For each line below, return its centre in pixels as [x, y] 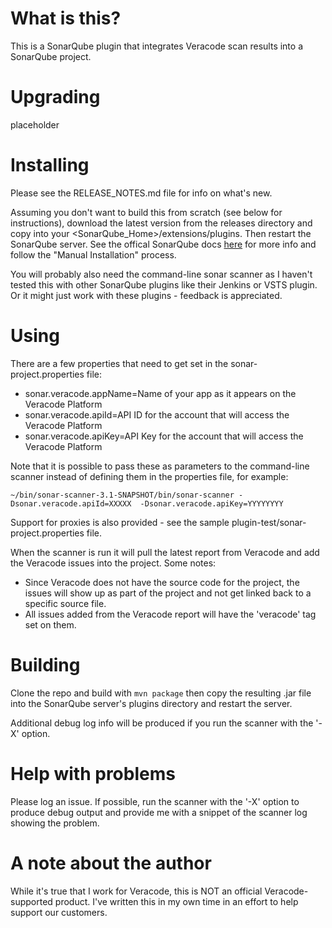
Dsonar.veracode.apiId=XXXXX [71, 503]
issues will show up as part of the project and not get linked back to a [168, 593]
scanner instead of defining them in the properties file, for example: [149, 476]
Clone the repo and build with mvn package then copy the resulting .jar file [161, 693]
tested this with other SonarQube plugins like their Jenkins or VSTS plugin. [164, 284]
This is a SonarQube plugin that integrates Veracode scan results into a [157, 46]
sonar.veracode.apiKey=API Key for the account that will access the [164, 436]
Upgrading [55, 97]
